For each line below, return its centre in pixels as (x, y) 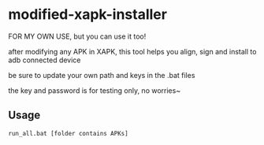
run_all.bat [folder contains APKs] (68, 133)
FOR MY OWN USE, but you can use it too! (77, 36)
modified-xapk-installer (88, 15)
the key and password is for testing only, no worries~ (95, 90)
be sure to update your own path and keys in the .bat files (102, 75)
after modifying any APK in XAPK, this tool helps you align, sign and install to (132, 51)
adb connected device (45, 60)
